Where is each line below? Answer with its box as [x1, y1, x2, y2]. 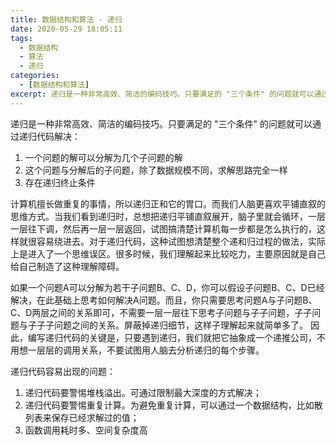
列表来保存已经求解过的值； [24, 411, 140, 423]
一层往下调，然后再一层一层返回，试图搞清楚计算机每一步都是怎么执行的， [10, 222, 317, 235]
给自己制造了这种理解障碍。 [10, 260, 125, 272]
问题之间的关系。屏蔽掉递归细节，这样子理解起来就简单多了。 [53, 319, 308, 331]
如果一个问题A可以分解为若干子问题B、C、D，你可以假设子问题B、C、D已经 [10, 281, 325, 293]
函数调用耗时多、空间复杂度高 [24, 424, 148, 436]
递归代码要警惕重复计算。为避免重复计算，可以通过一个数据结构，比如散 [24, 399, 323, 411]
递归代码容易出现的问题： [10, 365, 116, 377]
